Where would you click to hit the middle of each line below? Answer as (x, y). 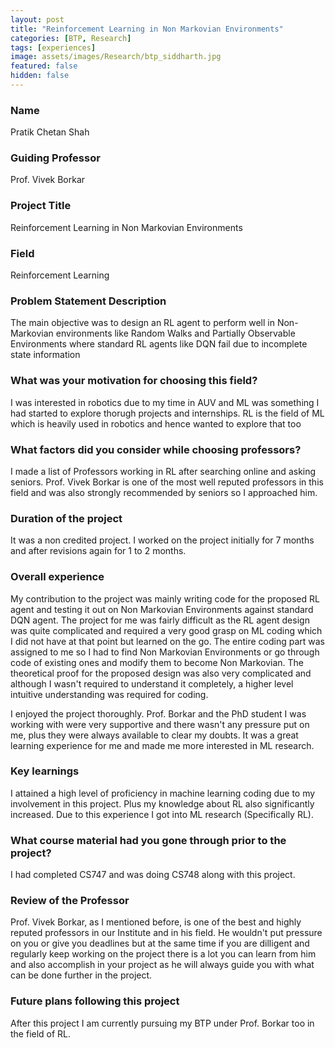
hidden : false (40, 76)
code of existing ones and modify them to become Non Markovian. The (157, 662)
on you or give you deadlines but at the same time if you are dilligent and (160, 943)
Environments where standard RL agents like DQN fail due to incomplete (159, 344)
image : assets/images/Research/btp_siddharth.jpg (116, 57)
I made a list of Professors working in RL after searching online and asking (163, 471)
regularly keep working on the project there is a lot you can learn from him (163, 954)
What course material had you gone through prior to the (148, 840)
